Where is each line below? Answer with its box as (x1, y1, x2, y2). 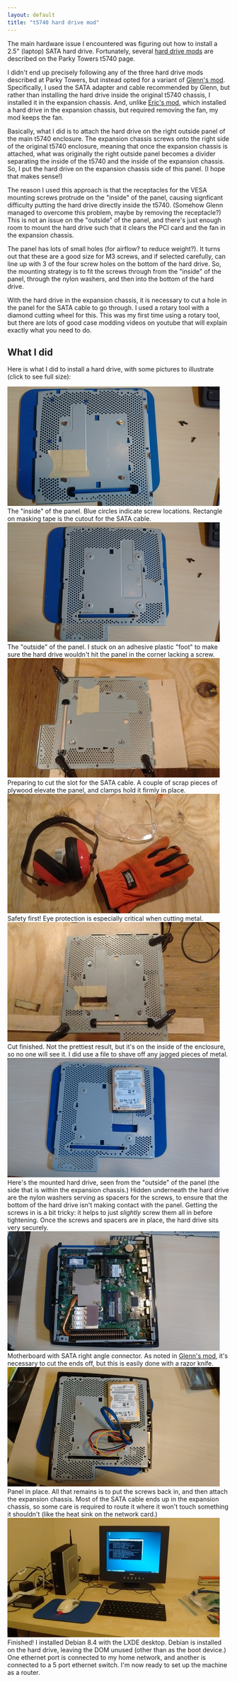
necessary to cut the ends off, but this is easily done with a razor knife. (7, 1359, 214, 1368)
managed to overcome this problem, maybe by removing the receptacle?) (7, 208, 221, 217)
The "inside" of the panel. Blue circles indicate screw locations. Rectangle (7, 507, 223, 516)
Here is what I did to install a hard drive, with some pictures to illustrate (7, 365, 214, 374)
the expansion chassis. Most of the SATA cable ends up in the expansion (7, 1495, 219, 1504)
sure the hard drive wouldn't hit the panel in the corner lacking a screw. (7, 650, 215, 659)
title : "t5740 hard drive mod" (7, 18, 100, 26)
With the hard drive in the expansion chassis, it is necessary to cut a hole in (7, 296, 227, 304)
